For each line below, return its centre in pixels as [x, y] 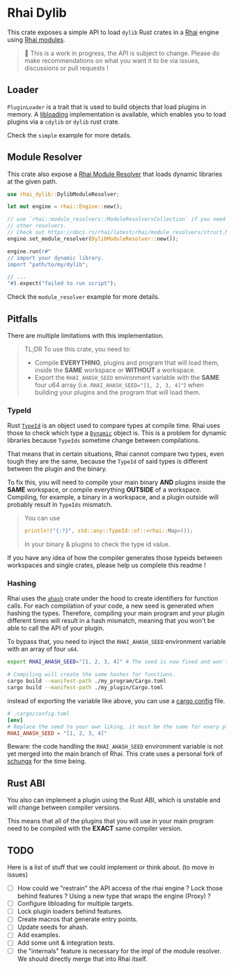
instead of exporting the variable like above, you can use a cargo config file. [116, 700]
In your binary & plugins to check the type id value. [97, 544]
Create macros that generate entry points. [77, 919]
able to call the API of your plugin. [56, 628]
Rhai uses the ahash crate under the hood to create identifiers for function [112, 598]
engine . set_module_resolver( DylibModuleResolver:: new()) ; [93, 239]
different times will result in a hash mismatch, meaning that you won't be [111, 621]
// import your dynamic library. [56, 258]
